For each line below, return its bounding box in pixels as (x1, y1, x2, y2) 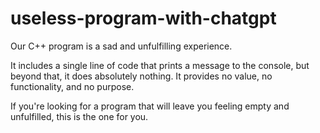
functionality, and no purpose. (10, 80, 135, 92)
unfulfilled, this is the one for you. (10, 110, 149, 122)
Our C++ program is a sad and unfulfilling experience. (10, 40, 233, 52)
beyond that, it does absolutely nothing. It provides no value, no (10, 70, 273, 82)
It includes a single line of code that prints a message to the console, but (10, 59, 310, 71)
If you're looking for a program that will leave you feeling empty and (10, 100, 290, 112)
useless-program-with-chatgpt (10, 7, 277, 30)
